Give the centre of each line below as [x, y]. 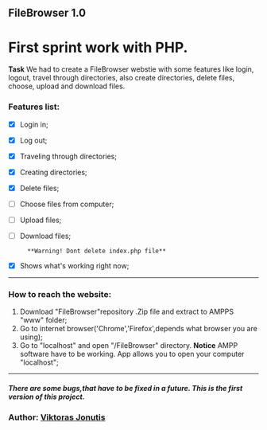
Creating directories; [53, 172]
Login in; [34, 124]
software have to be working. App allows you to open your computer [132, 354]
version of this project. [46, 397]
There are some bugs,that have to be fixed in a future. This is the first [126, 389]
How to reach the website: [60, 295]
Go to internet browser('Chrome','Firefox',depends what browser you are [139, 329]
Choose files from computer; [67, 204]
